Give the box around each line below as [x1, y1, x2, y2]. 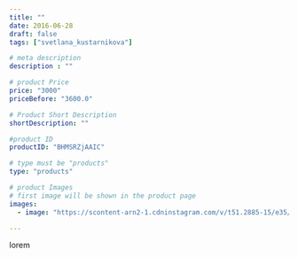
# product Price [9, 78, 69, 87]
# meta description [9, 54, 82, 63]
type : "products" [9, 167, 74, 176]
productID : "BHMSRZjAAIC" [9, 143, 105, 152]
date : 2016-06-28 [9, 21, 74, 30]
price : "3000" [9, 86, 62, 95]
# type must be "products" [9, 159, 109, 168]
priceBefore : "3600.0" [9, 94, 93, 103]
